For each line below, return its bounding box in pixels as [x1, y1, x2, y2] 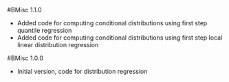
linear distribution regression [17, 41, 99, 49]
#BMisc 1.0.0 [7, 54, 43, 62]
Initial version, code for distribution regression [17, 68, 148, 75]
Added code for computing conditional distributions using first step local [17, 33, 223, 42]
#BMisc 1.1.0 [7, 6, 43, 14]
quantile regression [17, 27, 72, 34]
